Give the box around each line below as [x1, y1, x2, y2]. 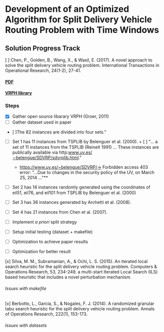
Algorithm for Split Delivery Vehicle [5, 14, 152, 25]
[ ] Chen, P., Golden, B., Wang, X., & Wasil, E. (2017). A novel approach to [5, 57, 153, 63]
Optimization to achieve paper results [12, 238, 88, 244]
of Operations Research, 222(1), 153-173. [5, 311, 88, 317]
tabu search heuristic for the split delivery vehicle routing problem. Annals [5, 306, 155, 312]
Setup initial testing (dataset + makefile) [12, 229, 93, 234]
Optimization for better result [12, 249, 71, 255]
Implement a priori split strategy [12, 219, 77, 225]
